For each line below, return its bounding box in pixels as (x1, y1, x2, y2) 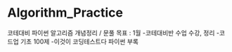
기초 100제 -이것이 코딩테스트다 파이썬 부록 (20, 37, 139, 46)
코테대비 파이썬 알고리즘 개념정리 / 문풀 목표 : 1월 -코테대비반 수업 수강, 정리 (7, 28, 215, 37)
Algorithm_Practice (7, 5, 123, 21)
